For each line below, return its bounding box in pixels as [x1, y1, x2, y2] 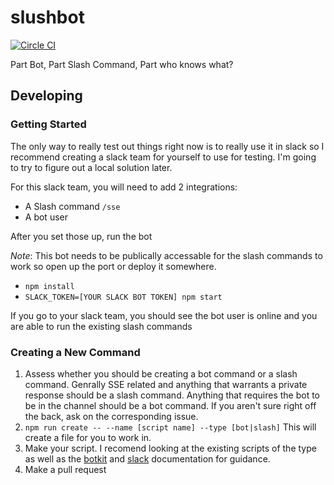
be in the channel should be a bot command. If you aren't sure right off [24, 399, 317, 411]
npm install [24, 281, 75, 291]
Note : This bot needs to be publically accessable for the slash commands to [10, 249, 323, 261]
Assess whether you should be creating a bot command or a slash [24, 367, 298, 380]
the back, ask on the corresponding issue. [24, 410, 199, 422]
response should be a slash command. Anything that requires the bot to [24, 389, 320, 401]
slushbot [10, 6, 85, 29]
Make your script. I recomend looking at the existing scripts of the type [24, 442, 317, 454]
